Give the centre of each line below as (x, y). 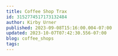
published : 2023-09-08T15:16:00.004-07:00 (59, 28)
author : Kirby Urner (32, 22)
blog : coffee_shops (30, 38)
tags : (13, 44)
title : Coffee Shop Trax (37, 11)
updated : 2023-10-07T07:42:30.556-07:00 (57, 33)
